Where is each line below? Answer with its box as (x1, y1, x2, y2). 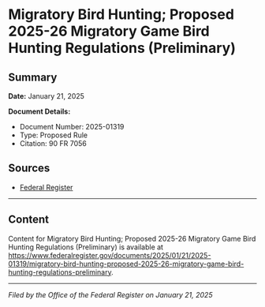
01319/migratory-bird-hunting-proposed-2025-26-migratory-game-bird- (8, 259, 244, 268)
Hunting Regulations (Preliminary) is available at (8, 242, 164, 252)
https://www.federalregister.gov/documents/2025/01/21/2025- (8, 250, 211, 260)
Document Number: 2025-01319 (19, 122, 125, 131)
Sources (8, 162, 50, 175)
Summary (8, 70, 58, 84)
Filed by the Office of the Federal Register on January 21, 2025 (8, 290, 213, 299)
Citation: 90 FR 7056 (19, 139, 87, 148)
